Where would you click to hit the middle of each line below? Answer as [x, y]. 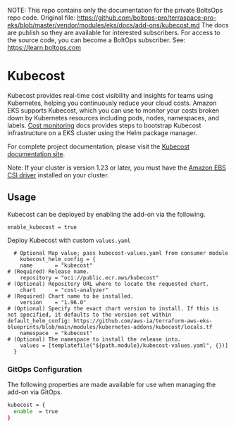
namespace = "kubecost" [56, 333]
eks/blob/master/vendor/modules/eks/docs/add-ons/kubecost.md [104, 25]
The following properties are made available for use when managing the [112, 385]
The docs [215, 25]
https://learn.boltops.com [44, 48]
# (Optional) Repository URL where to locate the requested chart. [108, 284]
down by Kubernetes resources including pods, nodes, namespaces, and [113, 118]
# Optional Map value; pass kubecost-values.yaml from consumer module [121, 253]
